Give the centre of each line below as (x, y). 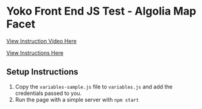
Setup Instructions (42, 72)
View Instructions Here (35, 52)
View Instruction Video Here (42, 41)
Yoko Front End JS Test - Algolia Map (101, 11)
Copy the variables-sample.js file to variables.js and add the (94, 86)
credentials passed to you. (48, 93)
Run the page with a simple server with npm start (77, 99)
